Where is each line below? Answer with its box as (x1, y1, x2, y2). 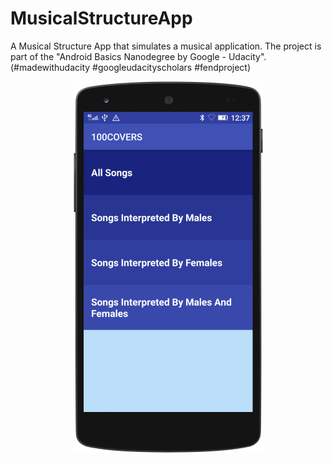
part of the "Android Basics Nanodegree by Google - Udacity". (10, 50, 267, 62)
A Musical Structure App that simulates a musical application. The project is (10, 40, 322, 52)
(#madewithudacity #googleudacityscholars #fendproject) (10, 61, 252, 73)
